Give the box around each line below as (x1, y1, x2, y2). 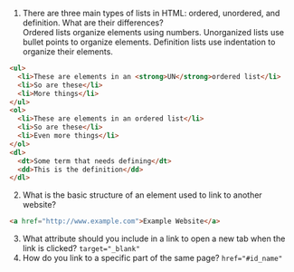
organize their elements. (22, 46, 113, 57)
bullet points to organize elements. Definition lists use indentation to (22, 36, 276, 47)
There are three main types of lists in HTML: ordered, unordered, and (22, 8, 280, 18)
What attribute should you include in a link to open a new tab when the (22, 233, 286, 244)
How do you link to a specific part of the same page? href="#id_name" (22, 253, 283, 264)
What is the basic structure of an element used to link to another (22, 189, 262, 200)
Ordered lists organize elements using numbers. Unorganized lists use (22, 27, 285, 37)
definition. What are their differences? (22, 17, 165, 28)
